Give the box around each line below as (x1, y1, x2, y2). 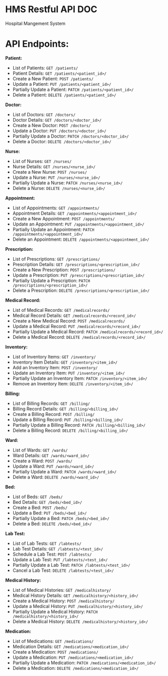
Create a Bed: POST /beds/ (12, 504, 68, 510)
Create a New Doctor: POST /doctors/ (12, 122, 91, 128)
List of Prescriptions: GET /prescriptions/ (12, 255, 100, 262)
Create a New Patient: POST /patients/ (12, 75, 94, 82)
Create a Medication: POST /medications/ (12, 649, 99, 655)
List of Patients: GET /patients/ (12, 65, 78, 71)
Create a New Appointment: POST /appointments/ (12, 215, 115, 221)
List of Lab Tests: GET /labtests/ (12, 540, 82, 546)
